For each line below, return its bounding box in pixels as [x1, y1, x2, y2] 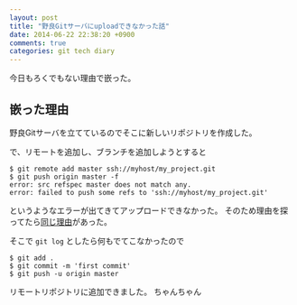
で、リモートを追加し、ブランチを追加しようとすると [9, 146, 208, 157]
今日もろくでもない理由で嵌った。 [9, 73, 136, 84]
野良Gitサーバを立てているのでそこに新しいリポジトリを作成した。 [9, 127, 257, 138]
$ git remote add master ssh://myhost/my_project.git [9, 164, 217, 173]
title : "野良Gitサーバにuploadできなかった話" [9, 22, 170, 31]
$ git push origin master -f [9, 172, 119, 181]
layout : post [9, 13, 59, 23]
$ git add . [9, 254, 54, 263]
